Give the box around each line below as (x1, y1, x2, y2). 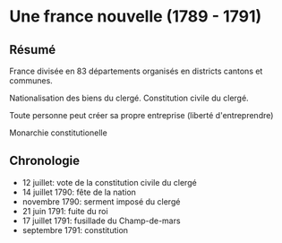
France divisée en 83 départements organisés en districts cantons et (9, 65, 263, 76)
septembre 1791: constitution (21, 224, 128, 235)
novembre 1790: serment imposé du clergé (21, 195, 181, 207)
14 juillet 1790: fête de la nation (21, 187, 137, 197)
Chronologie (9, 153, 81, 169)
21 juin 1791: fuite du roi (21, 205, 109, 216)
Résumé (9, 42, 56, 57)
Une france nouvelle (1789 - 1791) (9, 6, 262, 27)
